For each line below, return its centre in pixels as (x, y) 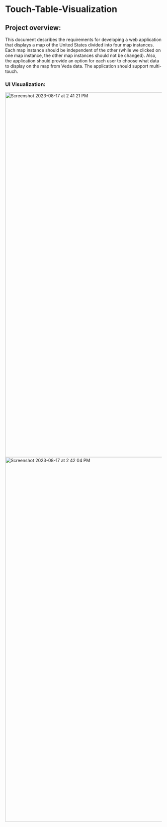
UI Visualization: (25, 84)
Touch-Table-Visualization (61, 9)
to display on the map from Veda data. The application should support (77, 66)
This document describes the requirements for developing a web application (83, 39)
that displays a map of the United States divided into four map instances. (80, 45)
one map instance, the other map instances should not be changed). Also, (81, 55)
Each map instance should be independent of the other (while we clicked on (83, 50)
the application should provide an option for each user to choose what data (82, 61)
